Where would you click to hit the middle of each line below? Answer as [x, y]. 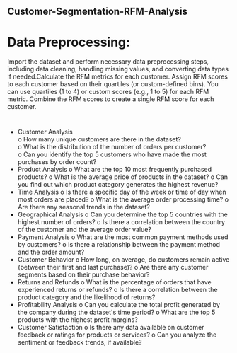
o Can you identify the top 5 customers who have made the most [112, 154]
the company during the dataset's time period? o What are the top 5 [116, 312]
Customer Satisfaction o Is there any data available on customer [111, 327]
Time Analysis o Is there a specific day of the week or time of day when [122, 192]
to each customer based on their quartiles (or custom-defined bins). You [113, 84]
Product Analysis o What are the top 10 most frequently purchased [115, 169]
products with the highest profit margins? [77, 319]
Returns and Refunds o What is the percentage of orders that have [115, 282]
